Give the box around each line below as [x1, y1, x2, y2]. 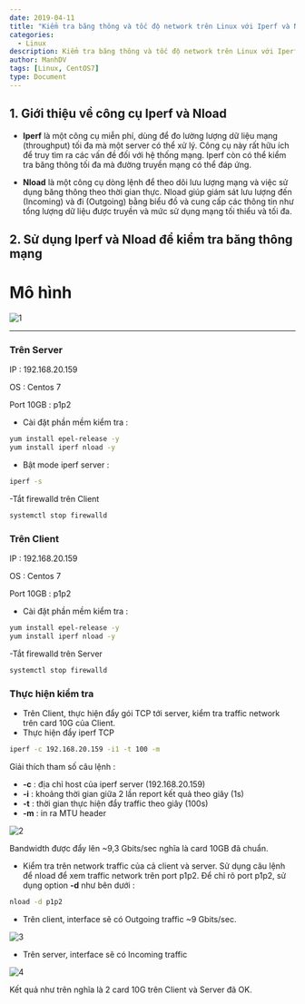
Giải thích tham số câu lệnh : [9, 761, 116, 772]
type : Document [9, 73, 67, 82]
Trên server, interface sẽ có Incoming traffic [22, 949, 188, 960]
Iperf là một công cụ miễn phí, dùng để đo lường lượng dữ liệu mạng [22, 130, 279, 141]
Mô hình [9, 282, 73, 303]
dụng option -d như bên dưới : [22, 880, 135, 891]
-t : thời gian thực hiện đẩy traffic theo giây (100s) [22, 798, 209, 809]
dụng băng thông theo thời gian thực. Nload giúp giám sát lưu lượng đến [22, 186, 292, 197]
